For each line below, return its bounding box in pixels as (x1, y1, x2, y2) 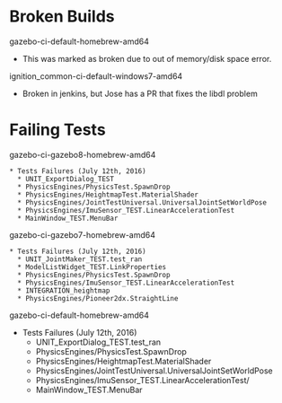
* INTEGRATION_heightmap (17, 285, 110, 295)
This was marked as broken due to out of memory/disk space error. (22, 53, 272, 64)
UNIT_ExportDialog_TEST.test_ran (35, 337, 162, 347)
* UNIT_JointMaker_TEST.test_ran (17, 254, 143, 264)
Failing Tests (9, 119, 106, 140)
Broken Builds (9, 6, 115, 27)
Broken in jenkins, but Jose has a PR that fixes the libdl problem (22, 88, 258, 99)
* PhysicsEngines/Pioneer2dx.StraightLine (17, 293, 179, 302)
